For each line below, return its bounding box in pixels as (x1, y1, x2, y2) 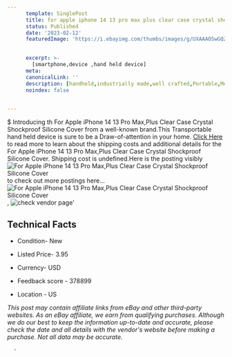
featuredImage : (25, 36, 70, 43)
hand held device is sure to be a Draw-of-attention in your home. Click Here (7, 132, 223, 141)
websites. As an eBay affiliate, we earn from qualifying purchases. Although (7, 311, 224, 319)
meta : (25, 67, 41, 74)
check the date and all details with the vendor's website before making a (7, 325, 215, 334)
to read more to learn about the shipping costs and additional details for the (7, 140, 222, 148)
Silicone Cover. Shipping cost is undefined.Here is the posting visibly (7, 154, 203, 163)
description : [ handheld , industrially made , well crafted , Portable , (25, 80, 221, 87)
